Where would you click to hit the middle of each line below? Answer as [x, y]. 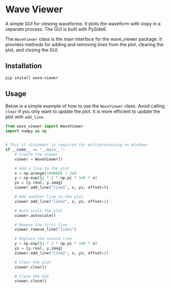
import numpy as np [26, 131]
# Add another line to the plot [49, 197]
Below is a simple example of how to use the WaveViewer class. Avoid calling [85, 106]
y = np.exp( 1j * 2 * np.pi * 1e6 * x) [56, 178]
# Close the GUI [32, 276]
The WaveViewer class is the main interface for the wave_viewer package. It [84, 39]
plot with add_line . [25, 117]
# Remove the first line [41, 225]
